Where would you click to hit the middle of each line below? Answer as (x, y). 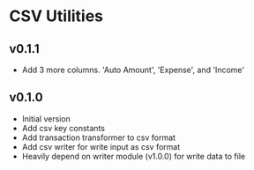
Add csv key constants (63, 128)
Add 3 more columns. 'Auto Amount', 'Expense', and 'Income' (133, 70)
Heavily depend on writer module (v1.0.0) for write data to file (133, 156)
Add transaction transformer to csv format (99, 137)
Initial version (46, 118)
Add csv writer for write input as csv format (101, 146)
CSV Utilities (56, 16)
